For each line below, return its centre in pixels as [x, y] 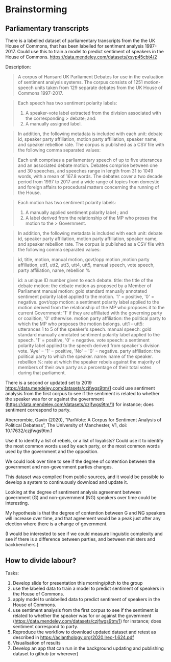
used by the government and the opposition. [52, 451]
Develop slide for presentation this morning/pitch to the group [78, 583]
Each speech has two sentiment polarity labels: [67, 103]
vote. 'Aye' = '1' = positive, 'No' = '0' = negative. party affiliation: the [89, 351]
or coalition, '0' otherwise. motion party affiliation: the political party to [92, 318]
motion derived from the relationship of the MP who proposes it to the [91, 307]
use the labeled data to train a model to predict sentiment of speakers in [88, 588]
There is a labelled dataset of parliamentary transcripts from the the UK [80, 40]
